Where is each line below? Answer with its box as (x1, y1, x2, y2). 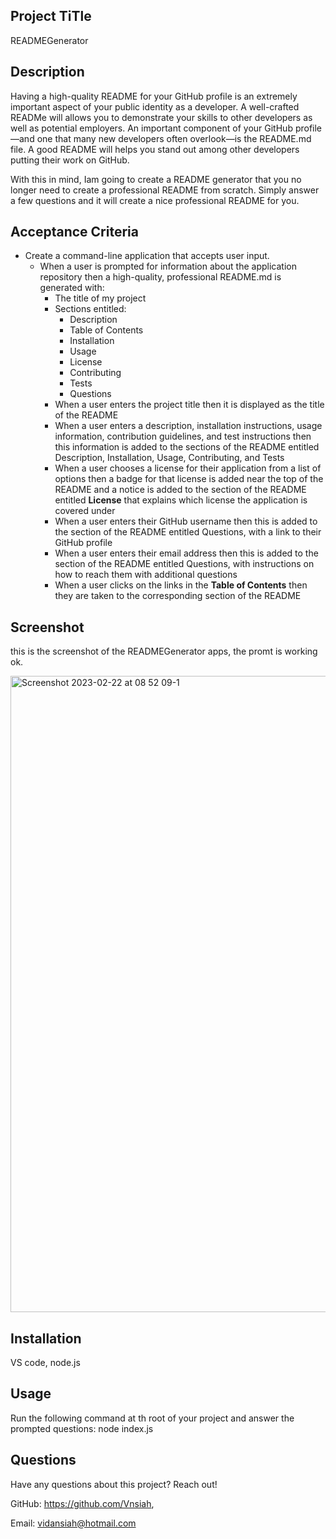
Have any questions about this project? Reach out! (10, 1478, 218, 1490)
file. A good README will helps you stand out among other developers (10, 143, 300, 155)
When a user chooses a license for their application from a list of (54, 462, 322, 474)
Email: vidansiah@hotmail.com (10, 1517, 137, 1529)
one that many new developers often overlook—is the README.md (36, 132, 312, 144)
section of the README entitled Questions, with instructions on (54, 558, 315, 570)
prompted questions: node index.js (10, 1422, 154, 1434)
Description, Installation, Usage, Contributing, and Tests (54, 452, 285, 464)
